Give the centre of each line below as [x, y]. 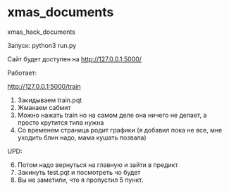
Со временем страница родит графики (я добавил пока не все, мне [120, 130]
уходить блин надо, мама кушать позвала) [82, 137]
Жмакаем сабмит [44, 107]
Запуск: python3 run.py [42, 45]
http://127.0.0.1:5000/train [44, 86]
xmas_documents [61, 12]
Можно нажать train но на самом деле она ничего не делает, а [112, 115]
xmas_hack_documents [41, 32]
